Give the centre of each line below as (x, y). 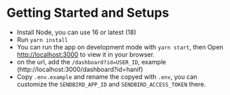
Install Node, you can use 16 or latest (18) (76, 32)
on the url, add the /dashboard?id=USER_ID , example (91, 61)
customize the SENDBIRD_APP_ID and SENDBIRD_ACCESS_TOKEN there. (111, 84)
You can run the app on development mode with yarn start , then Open (120, 47)
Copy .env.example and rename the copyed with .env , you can (107, 76)
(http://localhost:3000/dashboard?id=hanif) (80, 69)
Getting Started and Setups (88, 13)
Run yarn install (42, 39)
